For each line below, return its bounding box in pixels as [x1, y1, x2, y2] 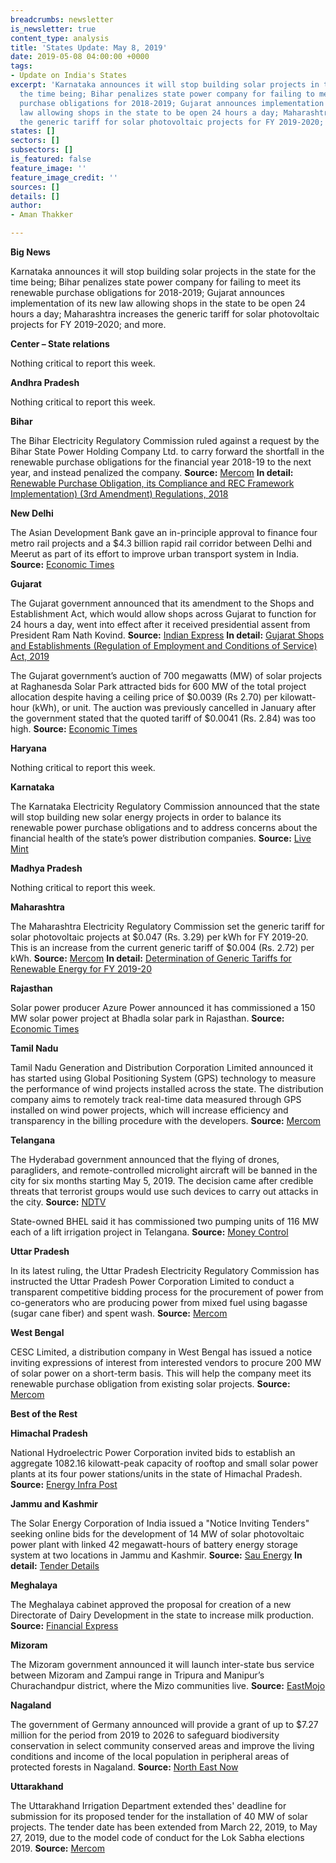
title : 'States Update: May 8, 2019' [10, 42, 168, 53]
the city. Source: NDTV [10, 1196, 107, 1208]
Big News [10, 246, 51, 258]
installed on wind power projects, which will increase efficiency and [10, 1104, 289, 1116]
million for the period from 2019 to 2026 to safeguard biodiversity [10, 1729, 280, 1741]
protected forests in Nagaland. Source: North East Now [10, 1761, 239, 1773]
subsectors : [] [10, 145, 74, 155]
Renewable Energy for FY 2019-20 [10, 963, 152, 975]
